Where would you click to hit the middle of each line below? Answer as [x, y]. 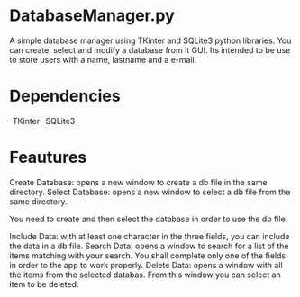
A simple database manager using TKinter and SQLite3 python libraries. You [150, 40]
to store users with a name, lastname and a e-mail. [103, 59]
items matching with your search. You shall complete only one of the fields [148, 255]
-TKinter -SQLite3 [42, 121]
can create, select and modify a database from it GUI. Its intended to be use [150, 49]
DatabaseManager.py [92, 16]
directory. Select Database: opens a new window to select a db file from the [150, 192]
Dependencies [65, 96]
